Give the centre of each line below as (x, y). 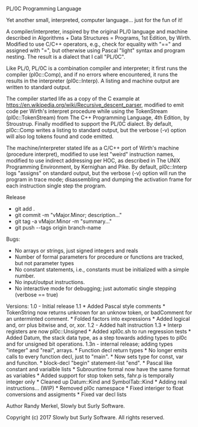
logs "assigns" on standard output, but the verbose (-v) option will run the (96, 173)
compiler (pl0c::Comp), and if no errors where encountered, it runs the (92, 74)
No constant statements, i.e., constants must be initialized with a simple (102, 270)
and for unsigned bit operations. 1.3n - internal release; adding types (90, 344)
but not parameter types (44, 263)
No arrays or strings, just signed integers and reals (76, 251)
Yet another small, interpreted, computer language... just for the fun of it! (95, 20)
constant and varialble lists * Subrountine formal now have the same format (98, 369)
